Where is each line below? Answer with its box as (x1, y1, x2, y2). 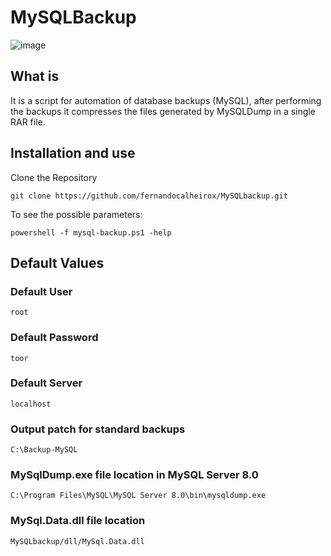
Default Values (10, 254, 105, 271)
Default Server (10, 376, 83, 390)
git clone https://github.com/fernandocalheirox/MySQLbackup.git (10, 191, 288, 201)
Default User (10, 284, 73, 298)
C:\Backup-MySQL (10, 445, 78, 455)
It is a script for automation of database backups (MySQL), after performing (10, 94, 322, 106)
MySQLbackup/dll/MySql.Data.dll (10, 536, 145, 546)
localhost (10, 399, 52, 409)
